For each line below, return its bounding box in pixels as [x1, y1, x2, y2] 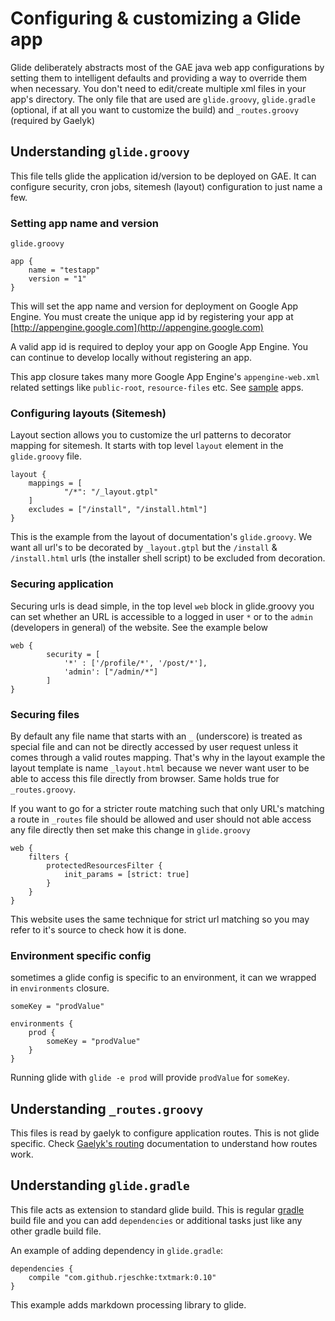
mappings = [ [28, 478, 83, 489]
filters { [28, 852, 70, 862]
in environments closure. [10, 982, 110, 994]
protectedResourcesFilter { [46, 860, 163, 871]
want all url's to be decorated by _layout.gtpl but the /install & [10, 542, 278, 554]
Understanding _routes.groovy [10, 1100, 204, 1117]
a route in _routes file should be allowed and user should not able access [10, 813, 312, 825]
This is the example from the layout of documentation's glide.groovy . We [10, 531, 313, 543]
